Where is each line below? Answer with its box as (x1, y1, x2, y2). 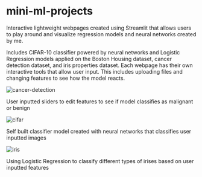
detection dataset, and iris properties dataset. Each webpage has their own (6, 62, 193, 69)
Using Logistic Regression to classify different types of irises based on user (6, 157, 194, 164)
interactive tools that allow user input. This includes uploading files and (6, 68, 183, 75)
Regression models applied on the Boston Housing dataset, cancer (6, 55, 172, 62)
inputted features (6, 164, 49, 171)
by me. (6, 37, 24, 44)
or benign (6, 104, 30, 111)
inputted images (6, 134, 46, 141)
